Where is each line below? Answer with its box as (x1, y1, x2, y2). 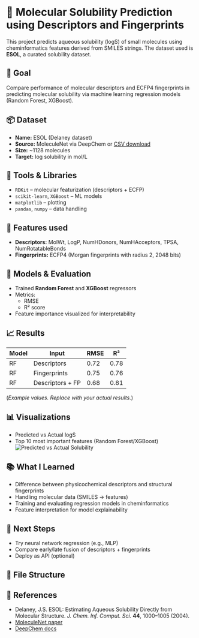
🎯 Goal (6, 68, 31, 79)
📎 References (6, 590, 58, 600)
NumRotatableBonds (14, 245, 67, 252)
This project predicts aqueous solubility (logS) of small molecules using (6, 38, 183, 45)
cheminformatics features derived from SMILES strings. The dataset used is (6, 44, 194, 52)
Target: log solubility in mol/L (14, 153, 88, 160)
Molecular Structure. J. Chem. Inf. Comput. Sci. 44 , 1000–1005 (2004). (14, 612, 190, 619)
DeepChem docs (14, 625, 57, 632)
